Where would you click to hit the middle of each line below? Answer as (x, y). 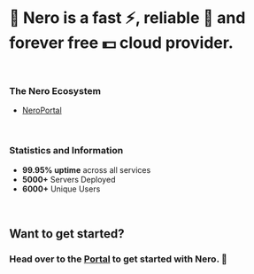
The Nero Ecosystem (55, 90)
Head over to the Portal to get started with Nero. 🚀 (118, 259)
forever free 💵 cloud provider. (121, 43)
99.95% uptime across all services (86, 169)
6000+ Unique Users (61, 189)
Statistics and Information (66, 151)
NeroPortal (42, 110)
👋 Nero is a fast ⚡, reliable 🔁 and (127, 18)
